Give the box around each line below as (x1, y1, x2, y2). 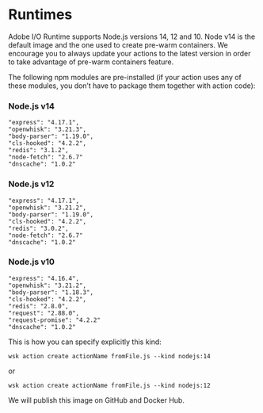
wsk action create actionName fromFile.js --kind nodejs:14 (8, 352, 212, 360)
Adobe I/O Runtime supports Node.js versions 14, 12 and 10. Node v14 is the (8, 32, 256, 41)
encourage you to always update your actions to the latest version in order (8, 48, 251, 58)
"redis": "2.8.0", (8, 302, 69, 310)
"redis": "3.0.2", (8, 224, 69, 232)
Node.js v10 (8, 256, 55, 267)
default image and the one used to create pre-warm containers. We (8, 40, 228, 49)
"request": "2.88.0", (8, 309, 80, 317)
